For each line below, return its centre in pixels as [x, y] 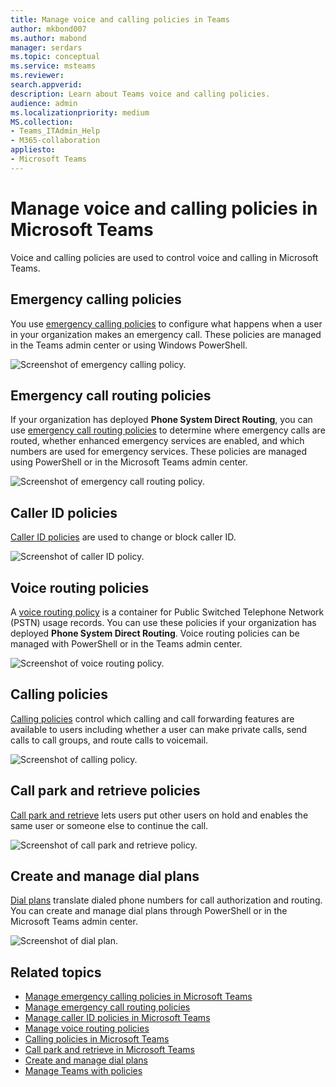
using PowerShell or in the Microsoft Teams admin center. [129, 462]
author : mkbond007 [48, 29]
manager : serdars [46, 47]
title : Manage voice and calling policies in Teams [120, 19]
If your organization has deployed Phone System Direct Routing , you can [161, 420]
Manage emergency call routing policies [107, 1007]
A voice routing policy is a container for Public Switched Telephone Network [167, 612]
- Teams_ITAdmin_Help [55, 131]
